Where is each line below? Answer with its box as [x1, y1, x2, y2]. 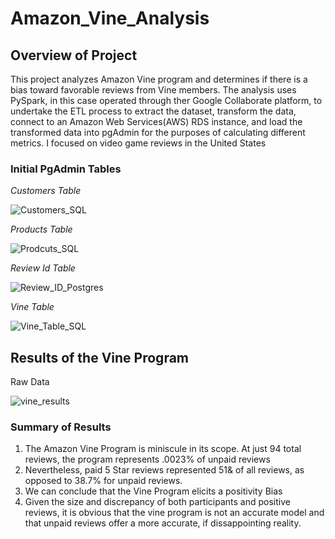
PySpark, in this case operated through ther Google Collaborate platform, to [10, 95, 323, 106]
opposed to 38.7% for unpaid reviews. [24, 475, 183, 487]
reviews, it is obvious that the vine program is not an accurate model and [24, 507, 325, 519]
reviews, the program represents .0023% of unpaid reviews [24, 453, 271, 466]
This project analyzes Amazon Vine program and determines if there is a [10, 73, 308, 85]
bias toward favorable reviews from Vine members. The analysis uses [10, 84, 297, 96]
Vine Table [10, 301, 55, 313]
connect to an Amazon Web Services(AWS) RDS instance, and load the [10, 116, 303, 127]
